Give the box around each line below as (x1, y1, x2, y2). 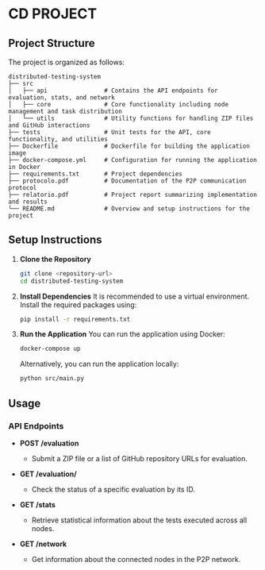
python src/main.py (19, 375, 85, 383)
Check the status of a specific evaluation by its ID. (31, 484, 196, 494)
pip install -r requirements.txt (19, 315, 131, 323)
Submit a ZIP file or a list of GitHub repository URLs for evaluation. (31, 453, 248, 463)
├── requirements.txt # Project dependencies (8, 170, 182, 178)
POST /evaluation (19, 438, 79, 448)
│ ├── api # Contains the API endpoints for (8, 87, 218, 94)
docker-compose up (19, 345, 81, 353)
